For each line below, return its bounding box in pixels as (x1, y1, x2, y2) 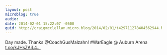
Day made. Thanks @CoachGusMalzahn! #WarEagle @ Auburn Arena (5, 39, 148, 45)
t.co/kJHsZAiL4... (5, 45, 41, 51)
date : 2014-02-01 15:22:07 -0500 (5, 21, 75, 26)
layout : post (5, 7, 32, 12)
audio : (5, 16, 19, 21)
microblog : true (5, 12, 39, 17)
